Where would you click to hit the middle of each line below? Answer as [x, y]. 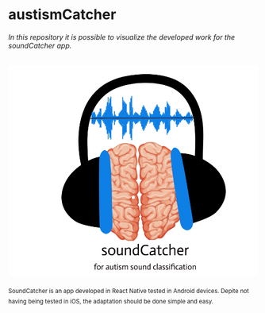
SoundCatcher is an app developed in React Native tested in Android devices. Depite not [129, 291]
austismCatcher [62, 15]
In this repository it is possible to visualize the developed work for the [122, 37]
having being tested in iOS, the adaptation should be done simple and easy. [111, 301]
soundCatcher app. [40, 45]
